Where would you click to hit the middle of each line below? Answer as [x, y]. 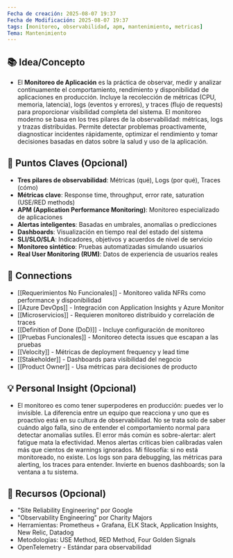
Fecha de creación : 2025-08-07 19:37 [62, 14]
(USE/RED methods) [46, 202]
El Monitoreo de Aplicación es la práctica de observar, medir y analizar [119, 82]
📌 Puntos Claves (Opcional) [68, 163]
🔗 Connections [40, 276]
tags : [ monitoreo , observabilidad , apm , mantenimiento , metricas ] [105, 26]
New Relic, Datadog [45, 532]
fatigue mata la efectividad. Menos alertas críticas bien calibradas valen [120, 442]
